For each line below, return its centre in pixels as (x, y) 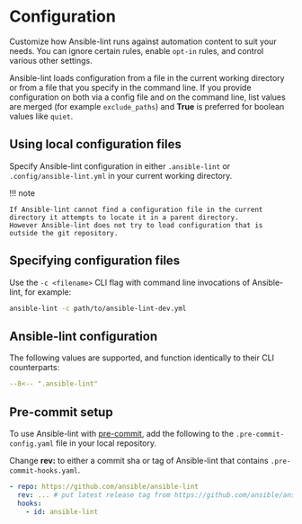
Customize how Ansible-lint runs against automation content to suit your (143, 41)
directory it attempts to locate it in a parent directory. (124, 218)
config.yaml (31, 444)
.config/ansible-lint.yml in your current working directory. (121, 175)
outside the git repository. (64, 233)
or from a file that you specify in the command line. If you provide (130, 87)
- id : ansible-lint (62, 511)
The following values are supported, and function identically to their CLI (142, 358)
